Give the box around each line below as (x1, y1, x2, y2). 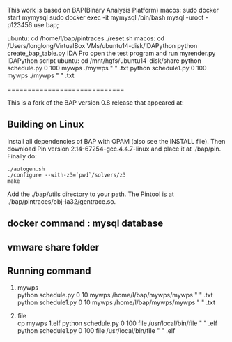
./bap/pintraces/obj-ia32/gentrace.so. (7, 197, 116, 205)
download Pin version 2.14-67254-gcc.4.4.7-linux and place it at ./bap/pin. (7, 144, 222, 153)
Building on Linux (7, 119, 84, 131)
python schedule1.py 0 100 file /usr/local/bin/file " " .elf (17, 327, 176, 335)
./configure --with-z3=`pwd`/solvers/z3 (7, 171, 127, 179)
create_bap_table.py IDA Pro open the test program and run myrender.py (7, 49, 216, 57)
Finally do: (7, 151, 37, 160)
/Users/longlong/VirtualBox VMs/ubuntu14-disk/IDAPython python (7, 42, 198, 50)
